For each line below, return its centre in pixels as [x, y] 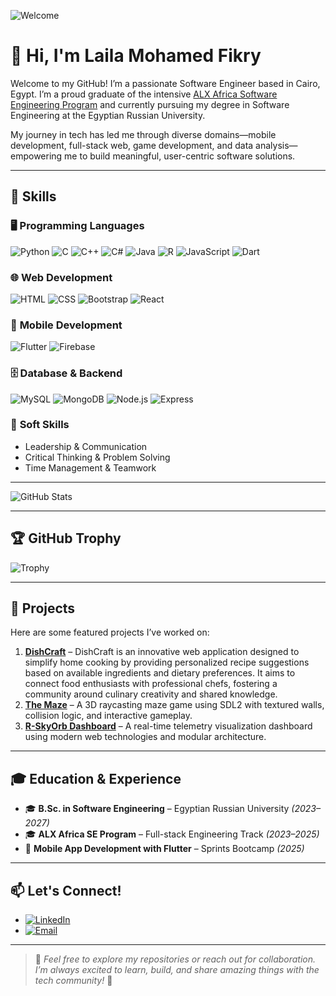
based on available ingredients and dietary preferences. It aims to [160, 673]
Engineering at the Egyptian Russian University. [108, 115]
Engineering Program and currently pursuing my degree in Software [150, 104]
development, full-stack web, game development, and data [132, 145]
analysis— [276, 145]
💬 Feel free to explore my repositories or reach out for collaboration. [175, 959]
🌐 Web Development [61, 277]
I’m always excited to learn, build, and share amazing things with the [177, 970]
